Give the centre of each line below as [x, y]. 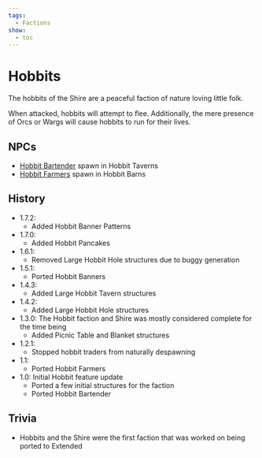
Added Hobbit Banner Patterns [81, 226]
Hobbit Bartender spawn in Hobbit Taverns [89, 166]
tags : [17, 15]
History [27, 199]
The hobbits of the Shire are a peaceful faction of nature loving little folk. [126, 99]
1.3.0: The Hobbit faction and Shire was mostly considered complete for [136, 318]
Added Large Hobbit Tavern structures [94, 293]
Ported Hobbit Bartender [71, 393]
